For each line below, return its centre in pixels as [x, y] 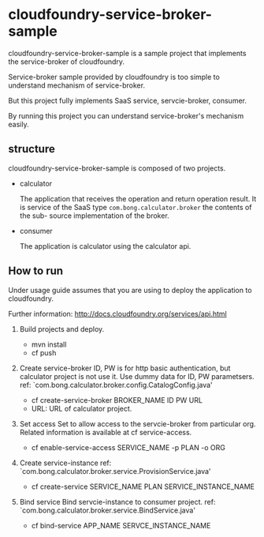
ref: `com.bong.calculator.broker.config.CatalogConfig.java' [116, 385]
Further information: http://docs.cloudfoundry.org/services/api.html [117, 314]
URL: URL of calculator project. [82, 408]
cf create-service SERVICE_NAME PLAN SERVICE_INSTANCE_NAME [143, 486]
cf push [44, 352]
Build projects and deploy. [62, 329]
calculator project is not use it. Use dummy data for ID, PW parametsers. [137, 376]
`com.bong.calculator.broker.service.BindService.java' [107, 510]
